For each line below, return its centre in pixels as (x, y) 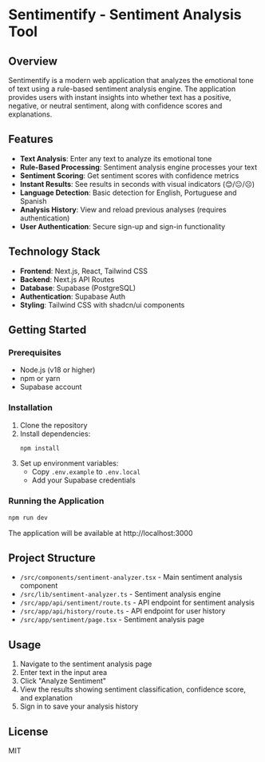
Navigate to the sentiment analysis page (86, 664)
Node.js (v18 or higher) (57, 370)
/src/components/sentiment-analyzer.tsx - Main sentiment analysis (131, 577)
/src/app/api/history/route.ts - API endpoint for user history (123, 611)
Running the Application (56, 501)
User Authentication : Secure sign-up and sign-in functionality (123, 226)
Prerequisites (35, 352)
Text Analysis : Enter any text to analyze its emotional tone (116, 158)
